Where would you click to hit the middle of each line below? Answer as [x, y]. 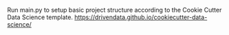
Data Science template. [40, 17]
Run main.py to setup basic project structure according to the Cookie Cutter [115, 10]
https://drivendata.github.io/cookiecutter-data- [141, 17]
